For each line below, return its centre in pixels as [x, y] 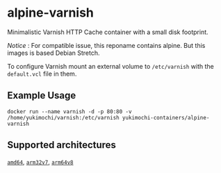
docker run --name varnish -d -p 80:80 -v [69, 112]
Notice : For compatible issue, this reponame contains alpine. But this [106, 45]
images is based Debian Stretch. [54, 53]
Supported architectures [62, 145]
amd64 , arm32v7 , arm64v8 [41, 162]
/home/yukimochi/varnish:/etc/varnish [63, 117]
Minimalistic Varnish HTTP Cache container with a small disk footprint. [108, 32]
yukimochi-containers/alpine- [166, 117]
